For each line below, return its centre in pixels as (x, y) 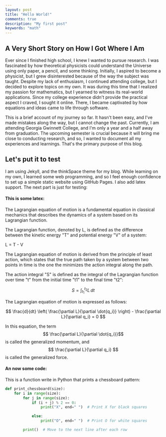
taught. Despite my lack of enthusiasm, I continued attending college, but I (81, 81)
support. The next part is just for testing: (46, 187)
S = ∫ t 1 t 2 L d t (83, 291)
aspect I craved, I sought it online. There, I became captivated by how (76, 102)
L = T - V (14, 244)
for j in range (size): (46, 398)
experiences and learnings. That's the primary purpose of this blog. (74, 144)
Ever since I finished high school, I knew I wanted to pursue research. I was (82, 60)
